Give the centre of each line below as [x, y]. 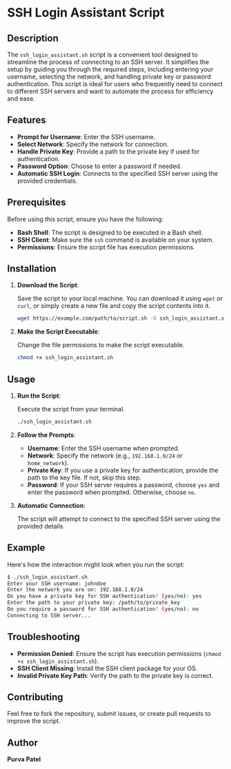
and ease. [21, 99]
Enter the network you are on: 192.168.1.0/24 [75, 590]
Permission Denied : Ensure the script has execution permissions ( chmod [119, 653]
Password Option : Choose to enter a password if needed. [99, 166]
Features [27, 120]
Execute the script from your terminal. [71, 409]
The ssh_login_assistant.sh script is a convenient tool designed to [102, 54]
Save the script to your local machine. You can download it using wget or [120, 298]
